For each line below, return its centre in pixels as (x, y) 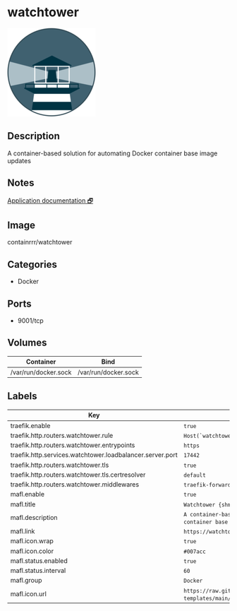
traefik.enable (30, 425)
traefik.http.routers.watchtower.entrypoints (73, 445)
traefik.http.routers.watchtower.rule (62, 435)
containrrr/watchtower (40, 242)
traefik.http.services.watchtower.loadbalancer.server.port (94, 455)
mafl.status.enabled (39, 560)
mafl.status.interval (38, 571)
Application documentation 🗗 (50, 200)
